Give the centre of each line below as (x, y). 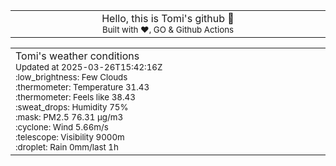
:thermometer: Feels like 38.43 (75, 97)
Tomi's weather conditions (77, 56)
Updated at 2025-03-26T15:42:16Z (89, 67)
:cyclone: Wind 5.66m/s (62, 127)
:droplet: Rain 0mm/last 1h (67, 147)
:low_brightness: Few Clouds (71, 77)
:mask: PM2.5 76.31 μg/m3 (69, 117)
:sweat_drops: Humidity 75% (72, 107)
